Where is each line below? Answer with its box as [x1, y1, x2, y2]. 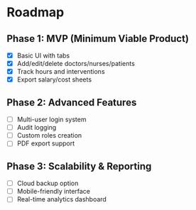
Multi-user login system [16, 115, 87, 124]
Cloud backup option [16, 179, 79, 188]
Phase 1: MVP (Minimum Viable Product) [6, 33, 190, 45]
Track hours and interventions [16, 67, 105, 76]
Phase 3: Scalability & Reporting [6, 160, 152, 172]
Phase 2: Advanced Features [6, 96, 137, 109]
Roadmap [6, 4, 65, 21]
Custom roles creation [16, 131, 82, 140]
